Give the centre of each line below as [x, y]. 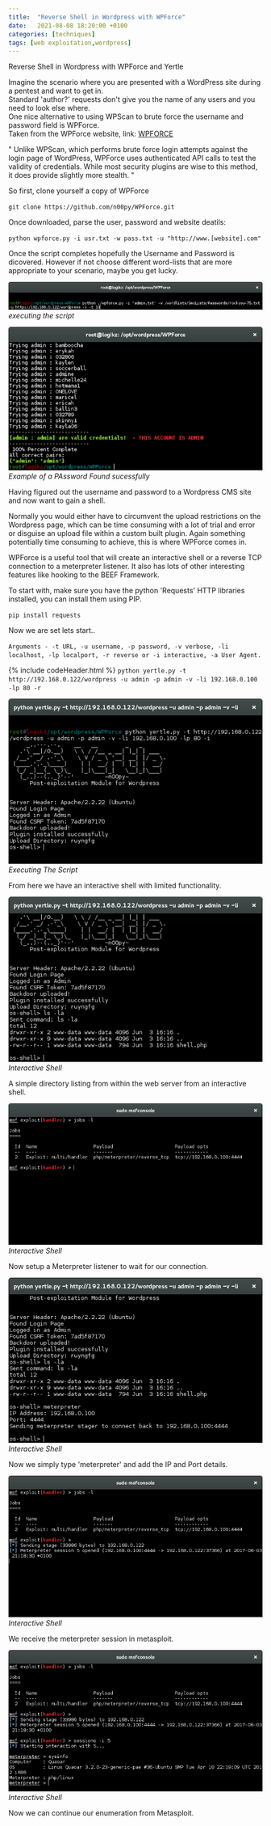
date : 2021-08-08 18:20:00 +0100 [68, 25]
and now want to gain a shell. [57, 500]
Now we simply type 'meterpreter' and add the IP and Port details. [118, 1465]
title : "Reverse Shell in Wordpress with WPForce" [97, 17]
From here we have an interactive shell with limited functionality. [115, 886]
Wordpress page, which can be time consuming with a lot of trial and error [132, 525]
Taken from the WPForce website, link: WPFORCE [91, 134]
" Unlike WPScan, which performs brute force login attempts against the [128, 150]
